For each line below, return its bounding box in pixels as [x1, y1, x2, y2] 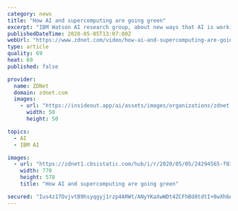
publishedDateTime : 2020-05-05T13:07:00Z [7, 30, 132, 38]
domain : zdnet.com [13, 89, 69, 96]
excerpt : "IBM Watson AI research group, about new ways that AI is [7, 23, 214, 30]
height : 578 [20, 174, 55, 181]
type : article [7, 43, 50, 50]
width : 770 [20, 167, 52, 174]
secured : [7, 193, 33, 200]
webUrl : [7, 37, 30, 44]
